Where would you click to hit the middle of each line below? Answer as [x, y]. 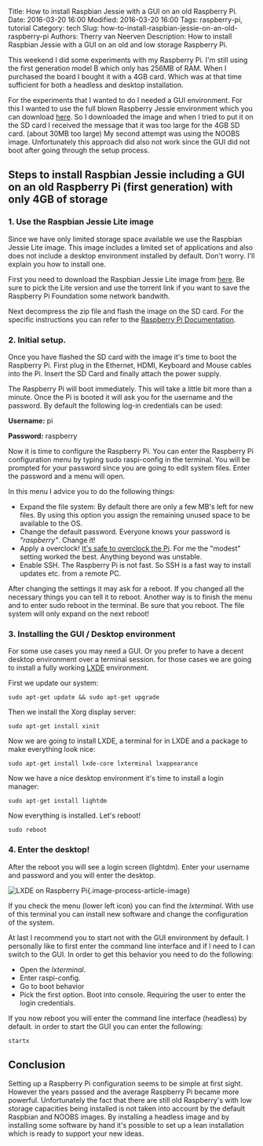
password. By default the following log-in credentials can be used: [115, 405]
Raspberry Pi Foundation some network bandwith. [89, 296]
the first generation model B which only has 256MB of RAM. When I [117, 68]
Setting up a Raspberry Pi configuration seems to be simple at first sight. [126, 1084]
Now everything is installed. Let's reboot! [75, 815]
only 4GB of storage [58, 200]
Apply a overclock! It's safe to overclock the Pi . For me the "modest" [130, 548]
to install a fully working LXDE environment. [79, 668]
